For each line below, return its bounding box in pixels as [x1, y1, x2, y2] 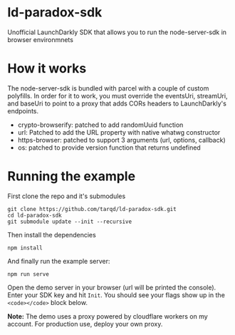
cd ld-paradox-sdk [7, 212, 62, 219]
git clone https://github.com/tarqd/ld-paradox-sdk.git [7, 205, 177, 212]
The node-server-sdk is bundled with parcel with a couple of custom [7, 83, 209, 93]
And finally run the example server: [7, 257, 110, 265]
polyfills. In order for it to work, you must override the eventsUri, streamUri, [7, 91, 228, 100]
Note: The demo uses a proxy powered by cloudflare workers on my [7, 311, 208, 321]
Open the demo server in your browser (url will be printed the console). [7, 283, 216, 292]
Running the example [7, 168, 136, 185]
